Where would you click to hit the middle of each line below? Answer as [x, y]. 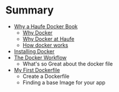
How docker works [45, 45]
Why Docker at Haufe [48, 39]
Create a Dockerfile [46, 76]
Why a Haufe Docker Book [46, 26]
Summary [29, 10]
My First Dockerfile [37, 70]
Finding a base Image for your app [64, 82]
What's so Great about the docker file [68, 64]
